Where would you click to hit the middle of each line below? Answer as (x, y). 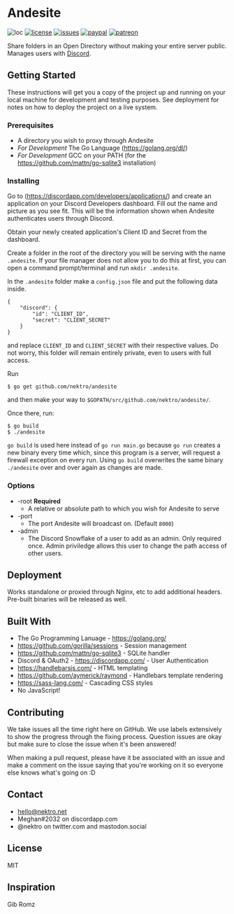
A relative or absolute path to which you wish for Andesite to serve (124, 508)
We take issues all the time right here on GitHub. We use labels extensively (115, 729)
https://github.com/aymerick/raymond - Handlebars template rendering (120, 676)
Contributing (36, 712)
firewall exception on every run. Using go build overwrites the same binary (115, 460)
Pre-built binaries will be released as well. (67, 600)
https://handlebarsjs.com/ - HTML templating (82, 668)
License (25, 849)
